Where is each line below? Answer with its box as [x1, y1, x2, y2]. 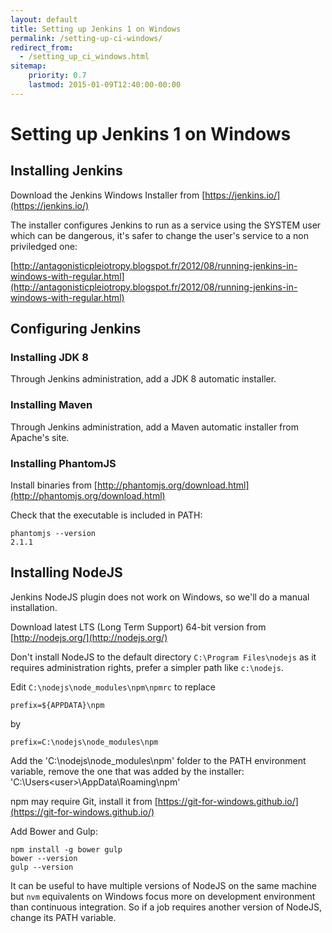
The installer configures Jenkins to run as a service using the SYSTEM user [10, 219, 322, 231]
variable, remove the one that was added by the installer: [10, 765, 245, 777]
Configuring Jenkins [10, 321, 142, 338]
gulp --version [10, 862, 74, 872]
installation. [10, 601, 58, 613]
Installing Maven [10, 398, 93, 412]
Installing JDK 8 [10, 351, 89, 365]
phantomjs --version [10, 529, 97, 539]
